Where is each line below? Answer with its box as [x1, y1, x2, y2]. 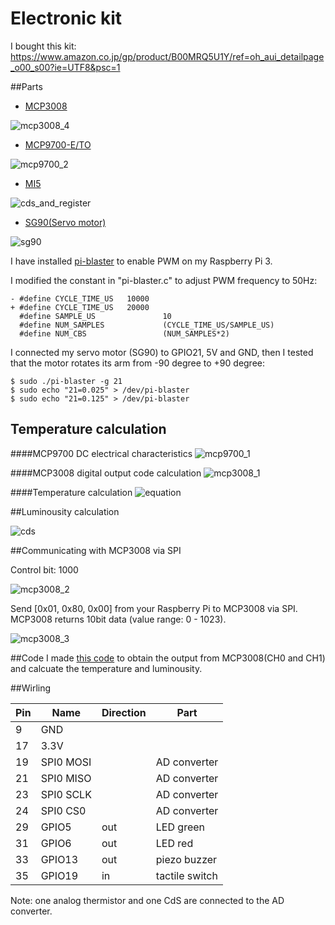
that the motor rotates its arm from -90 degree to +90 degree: [10, 357, 266, 369]
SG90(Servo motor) [24, 216, 107, 228]
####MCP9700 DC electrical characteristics [10, 447, 193, 459]
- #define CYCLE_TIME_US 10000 [10, 293, 150, 304]
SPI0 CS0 [40, 803, 87, 817]
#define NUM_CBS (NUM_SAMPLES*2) [19, 328, 230, 339]
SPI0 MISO [40, 771, 92, 785]
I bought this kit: [10, 40, 77, 52]
